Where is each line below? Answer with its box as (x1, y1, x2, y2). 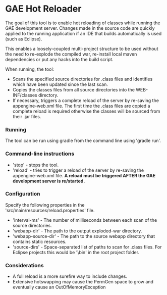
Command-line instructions (5, 150, 75, 157)
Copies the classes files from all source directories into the (12, 86, 135, 92)
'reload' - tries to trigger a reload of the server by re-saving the (12, 167, 144, 173)
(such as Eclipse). (5, 36, 42, 42)
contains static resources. (12, 238, 67, 244)
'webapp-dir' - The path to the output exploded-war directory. (12, 228, 142, 234)
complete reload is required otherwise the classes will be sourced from (12, 108, 160, 114)
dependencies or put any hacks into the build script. (5, 56, 114, 62)
